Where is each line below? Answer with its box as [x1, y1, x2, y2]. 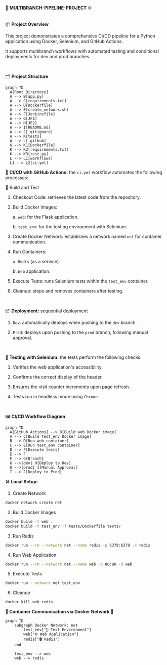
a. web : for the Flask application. [12, 214, 79, 220]
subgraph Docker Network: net [14, 623, 78, 628]
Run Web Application [12, 552, 57, 558]
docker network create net [5, 500, 62, 505]
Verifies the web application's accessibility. [12, 364, 103, 370]
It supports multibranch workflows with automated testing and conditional [5, 48, 159, 54]
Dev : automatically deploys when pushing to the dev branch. [12, 319, 137, 325]
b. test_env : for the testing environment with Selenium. [12, 224, 128, 230]
